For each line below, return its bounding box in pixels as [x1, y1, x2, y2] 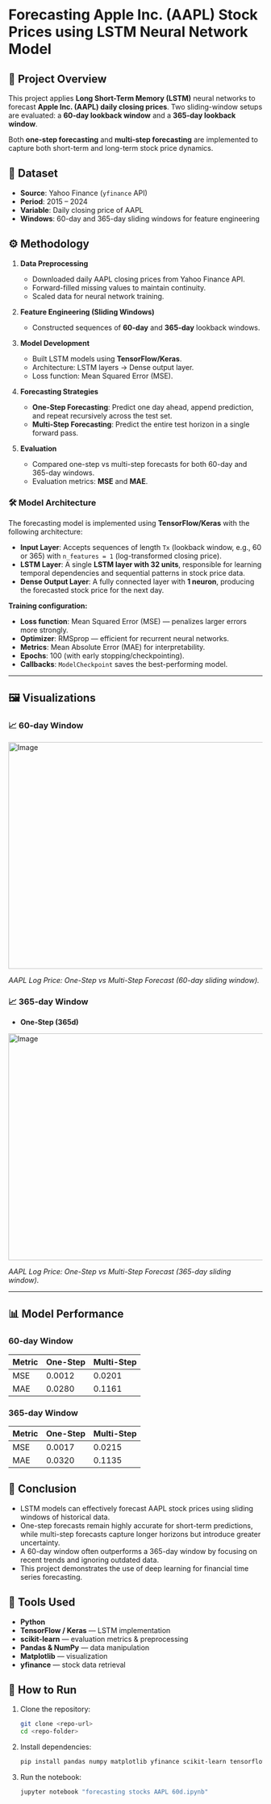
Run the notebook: [19, 1772, 82, 1781]
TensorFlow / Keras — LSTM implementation [19, 1625, 171, 1635]
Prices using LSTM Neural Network [8, 23, 248, 41]
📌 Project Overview [8, 72, 107, 85]
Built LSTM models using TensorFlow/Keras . [31, 353, 182, 364]
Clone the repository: [19, 1704, 91, 1714]
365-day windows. [31, 468, 95, 477]
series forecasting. [19, 1572, 83, 1581]
